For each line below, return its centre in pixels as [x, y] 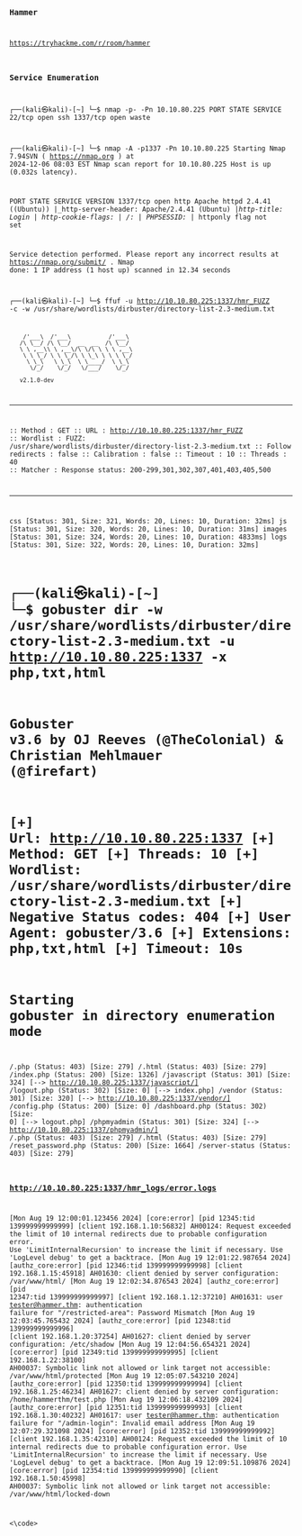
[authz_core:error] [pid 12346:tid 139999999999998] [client [126, 1266]
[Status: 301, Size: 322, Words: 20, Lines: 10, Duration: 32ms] [134, 545]
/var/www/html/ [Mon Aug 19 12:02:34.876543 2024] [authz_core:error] [144, 1282]
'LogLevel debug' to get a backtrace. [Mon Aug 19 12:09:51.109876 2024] [151, 1463]
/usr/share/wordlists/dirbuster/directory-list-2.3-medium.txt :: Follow [151, 446]
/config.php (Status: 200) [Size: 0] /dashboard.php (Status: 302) [138, 1106]
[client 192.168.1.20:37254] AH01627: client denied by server [130, 1337]
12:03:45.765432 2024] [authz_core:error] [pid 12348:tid [120, 1321]
